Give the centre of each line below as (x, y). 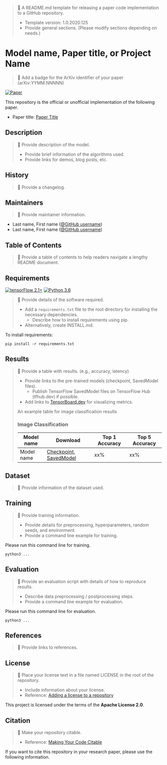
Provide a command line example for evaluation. (74, 601)
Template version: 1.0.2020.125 (56, 23)
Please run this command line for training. (48, 545)
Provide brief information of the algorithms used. (75, 154)
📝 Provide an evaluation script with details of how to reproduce (82, 581)
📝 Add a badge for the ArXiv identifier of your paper (70, 78)
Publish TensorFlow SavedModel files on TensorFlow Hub (91, 391)
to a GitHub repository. (41, 13)
